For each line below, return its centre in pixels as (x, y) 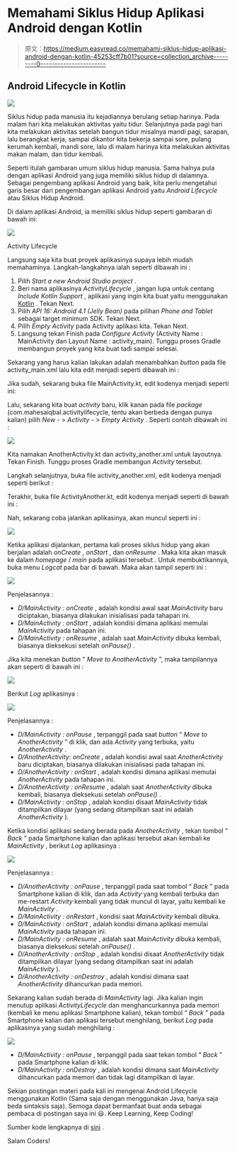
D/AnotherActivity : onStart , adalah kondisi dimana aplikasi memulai (117, 771)
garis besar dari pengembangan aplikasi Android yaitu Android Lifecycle (112, 190)
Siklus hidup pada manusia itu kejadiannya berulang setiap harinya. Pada (114, 116)
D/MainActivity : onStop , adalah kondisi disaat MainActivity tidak (112, 802)
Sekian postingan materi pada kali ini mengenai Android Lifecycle (103, 1091)
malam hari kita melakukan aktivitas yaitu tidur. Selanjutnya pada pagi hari (115, 124)
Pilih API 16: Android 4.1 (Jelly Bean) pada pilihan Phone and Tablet (115, 311)
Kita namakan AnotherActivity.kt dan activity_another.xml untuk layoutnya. (115, 454)
